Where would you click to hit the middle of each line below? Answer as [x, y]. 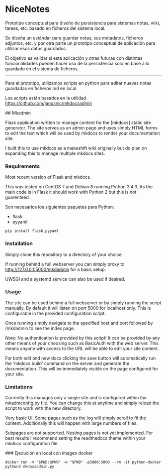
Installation [19, 243]
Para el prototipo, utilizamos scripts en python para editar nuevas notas [78, 83]
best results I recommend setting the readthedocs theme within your [75, 438]
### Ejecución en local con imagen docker [49, 453]
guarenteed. [18, 197]
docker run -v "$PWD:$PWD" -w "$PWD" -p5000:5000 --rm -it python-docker [83, 462]
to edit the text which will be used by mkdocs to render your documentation [83, 133]
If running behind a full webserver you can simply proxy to [65, 264]
